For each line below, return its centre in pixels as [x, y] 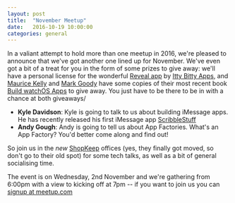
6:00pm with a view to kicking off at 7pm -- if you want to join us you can [114, 185]
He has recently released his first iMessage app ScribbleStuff [107, 120]
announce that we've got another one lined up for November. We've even [114, 61]
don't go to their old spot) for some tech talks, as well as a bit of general [112, 156]
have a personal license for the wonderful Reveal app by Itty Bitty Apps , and [118, 76]
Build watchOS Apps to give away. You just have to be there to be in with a [115, 91]
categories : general [38, 33]
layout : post [26, 14]
